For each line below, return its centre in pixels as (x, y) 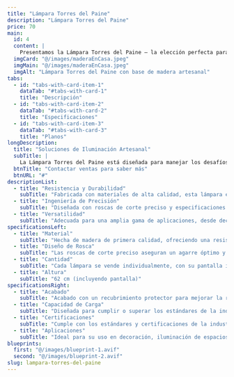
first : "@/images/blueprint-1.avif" (67, 350)
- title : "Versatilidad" (49, 214)
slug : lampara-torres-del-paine (54, 363)
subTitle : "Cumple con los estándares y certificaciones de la (114, 324)
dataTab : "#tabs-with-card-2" (64, 111)
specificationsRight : (39, 285)
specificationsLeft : (37, 227)
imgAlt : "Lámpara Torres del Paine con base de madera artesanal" (112, 72)
